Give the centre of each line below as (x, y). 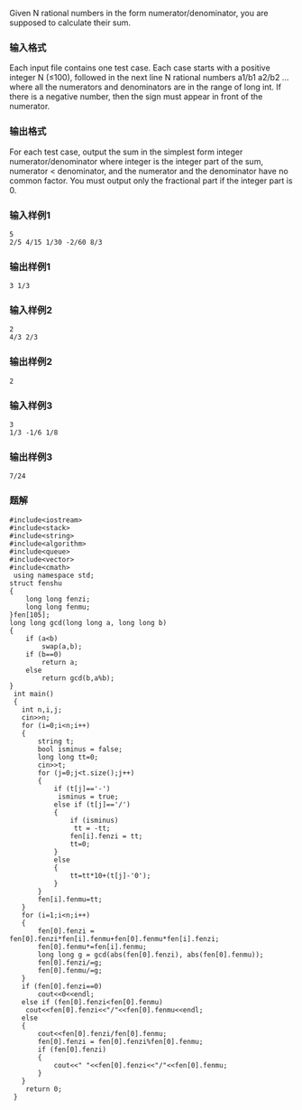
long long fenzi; (58, 599)
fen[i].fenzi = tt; (106, 836)
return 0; (44, 1089)
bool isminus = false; (80, 749)
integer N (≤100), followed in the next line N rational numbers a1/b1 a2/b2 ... (149, 78)
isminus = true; (88, 797)
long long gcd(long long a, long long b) (88, 622)
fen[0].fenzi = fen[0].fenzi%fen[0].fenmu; (120, 1041)
